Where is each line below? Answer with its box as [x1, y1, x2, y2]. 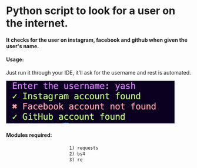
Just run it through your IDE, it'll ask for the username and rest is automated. [6, 69, 191, 76]
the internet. [6, 16, 69, 30]
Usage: [6, 56, 25, 63]
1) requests [69, 145, 99, 151]
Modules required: [6, 131, 52, 139]
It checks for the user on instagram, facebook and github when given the [6, 36, 188, 43]
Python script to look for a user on [6, 4, 175, 18]
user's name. [6, 42, 39, 49]
